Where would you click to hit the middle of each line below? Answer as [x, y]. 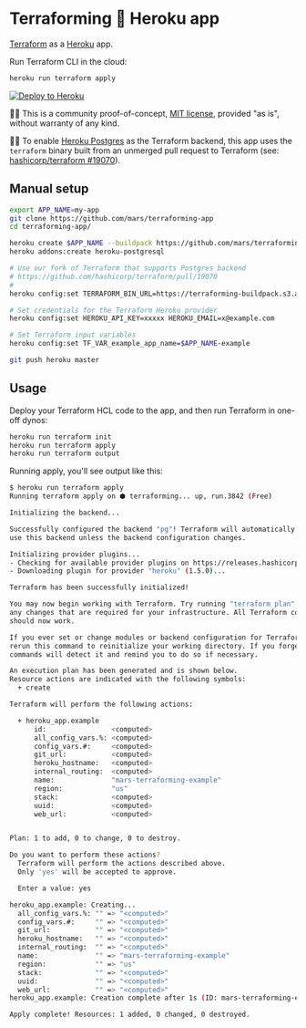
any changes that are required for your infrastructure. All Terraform [148, 613]
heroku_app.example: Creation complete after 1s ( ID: [114, 998]
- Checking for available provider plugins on [99, 563]
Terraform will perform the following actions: [102, 705]
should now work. [42, 621]
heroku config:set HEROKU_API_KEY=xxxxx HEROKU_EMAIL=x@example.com [142, 318]
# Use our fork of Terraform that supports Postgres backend [128, 268]
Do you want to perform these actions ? [85, 855]
